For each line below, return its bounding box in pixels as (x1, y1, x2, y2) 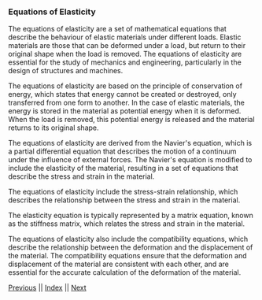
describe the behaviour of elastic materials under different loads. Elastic (8, 32, 242, 42)
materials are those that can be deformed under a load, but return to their (8, 41, 246, 50)
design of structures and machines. (8, 66, 124, 76)
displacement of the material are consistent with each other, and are (8, 259, 230, 269)
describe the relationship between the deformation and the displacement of (8, 243, 253, 252)
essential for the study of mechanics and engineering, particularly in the (8, 57, 242, 67)
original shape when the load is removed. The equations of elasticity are (8, 50, 242, 59)
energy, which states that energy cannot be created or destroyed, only (8, 90, 238, 99)
